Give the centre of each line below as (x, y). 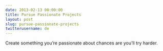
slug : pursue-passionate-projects (42, 24)
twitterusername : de (27, 29)
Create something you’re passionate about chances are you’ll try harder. (81, 43)
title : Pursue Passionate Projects (43, 15)
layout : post (19, 19)
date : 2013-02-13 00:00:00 (34, 10)
